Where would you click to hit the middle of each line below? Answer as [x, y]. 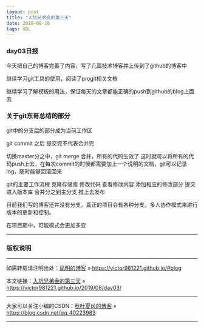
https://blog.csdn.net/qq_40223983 [51, 313]
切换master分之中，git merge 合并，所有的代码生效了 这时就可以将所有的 [97, 156]
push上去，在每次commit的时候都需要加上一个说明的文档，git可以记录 [99, 164]
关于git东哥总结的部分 [38, 116]
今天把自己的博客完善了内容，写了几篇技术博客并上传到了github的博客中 [97, 65]
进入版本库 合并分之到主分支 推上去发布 [56, 192]
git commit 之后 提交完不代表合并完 [50, 143]
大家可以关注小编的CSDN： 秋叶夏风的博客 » [61, 306]
